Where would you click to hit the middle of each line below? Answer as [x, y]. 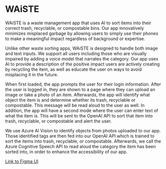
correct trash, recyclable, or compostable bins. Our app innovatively [75, 28]
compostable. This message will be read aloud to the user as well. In [75, 105]
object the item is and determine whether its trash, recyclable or [70, 100]
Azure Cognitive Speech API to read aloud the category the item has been [81, 146]
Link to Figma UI [22, 161]
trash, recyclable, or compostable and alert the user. [58, 121]
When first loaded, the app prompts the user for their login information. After [83, 84]
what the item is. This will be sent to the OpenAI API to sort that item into [79, 115]
